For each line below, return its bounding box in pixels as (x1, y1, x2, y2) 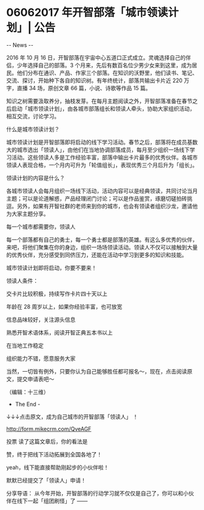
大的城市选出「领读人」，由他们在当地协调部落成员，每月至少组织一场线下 (6, 146, 190, 153)
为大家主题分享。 (6, 210, 49, 217)
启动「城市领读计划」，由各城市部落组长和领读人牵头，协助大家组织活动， (11, 105, 195, 112)
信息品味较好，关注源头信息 (6, 316, 76, 323)
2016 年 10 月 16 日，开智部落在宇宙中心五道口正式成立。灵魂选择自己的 (6, 54, 186, 61)
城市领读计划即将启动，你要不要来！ (6, 264, 97, 271)
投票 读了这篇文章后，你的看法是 (6, 437, 88, 445)
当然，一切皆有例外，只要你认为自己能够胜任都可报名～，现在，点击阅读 (6, 367, 187, 375)
